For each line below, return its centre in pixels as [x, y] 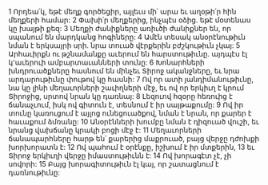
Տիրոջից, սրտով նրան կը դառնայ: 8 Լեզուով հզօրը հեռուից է [121, 96]
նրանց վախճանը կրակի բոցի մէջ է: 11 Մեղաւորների [105, 130]
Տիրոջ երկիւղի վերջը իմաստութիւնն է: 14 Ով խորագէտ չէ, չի [120, 155]
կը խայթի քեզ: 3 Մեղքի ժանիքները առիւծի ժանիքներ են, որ [120, 28]
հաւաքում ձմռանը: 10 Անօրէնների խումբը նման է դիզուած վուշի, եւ [134, 122]
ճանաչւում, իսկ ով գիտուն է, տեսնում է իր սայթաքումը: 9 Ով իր [126, 104]
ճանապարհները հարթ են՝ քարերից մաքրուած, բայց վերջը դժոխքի [134, 138]
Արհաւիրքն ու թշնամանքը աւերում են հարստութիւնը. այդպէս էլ [128, 54]
